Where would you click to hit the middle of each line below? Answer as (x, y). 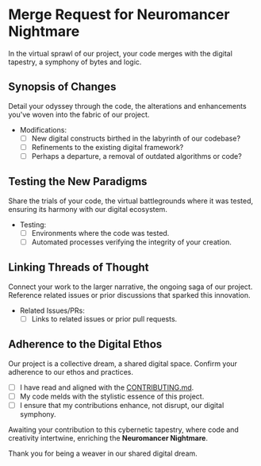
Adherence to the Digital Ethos (85, 344)
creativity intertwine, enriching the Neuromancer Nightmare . (108, 437)
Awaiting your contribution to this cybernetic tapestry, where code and (124, 429)
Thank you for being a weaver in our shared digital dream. (103, 453)
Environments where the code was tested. (100, 233)
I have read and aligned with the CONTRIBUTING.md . (107, 387)
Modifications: (43, 129)
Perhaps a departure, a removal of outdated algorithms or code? (136, 156)
